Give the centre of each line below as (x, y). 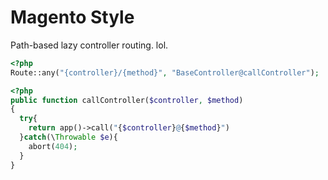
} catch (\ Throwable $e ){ (68, 137)
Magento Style (72, 17)
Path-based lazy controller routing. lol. (89, 45)
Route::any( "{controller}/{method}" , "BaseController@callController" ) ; (165, 72)
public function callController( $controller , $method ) (127, 100)
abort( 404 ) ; (53, 146)
